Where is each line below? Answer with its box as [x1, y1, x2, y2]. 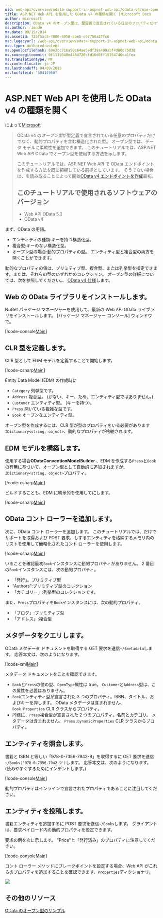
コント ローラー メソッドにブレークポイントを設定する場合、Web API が [5, 863, 149, 869]
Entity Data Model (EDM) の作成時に [5, 377, 77, 383]
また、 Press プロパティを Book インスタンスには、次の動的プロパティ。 [5, 599, 143, 605]
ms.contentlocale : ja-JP [5, 61, 55, 66]
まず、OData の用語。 [5, 226, 49, 232]
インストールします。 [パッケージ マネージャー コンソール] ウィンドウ [13, 313, 153, 318]
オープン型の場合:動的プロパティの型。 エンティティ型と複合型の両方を [12, 248, 154, 254]
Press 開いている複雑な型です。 [12, 406, 75, 412]
